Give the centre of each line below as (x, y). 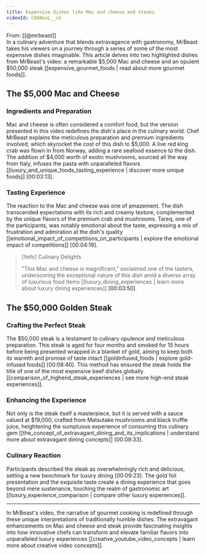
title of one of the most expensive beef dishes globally (75, 371)
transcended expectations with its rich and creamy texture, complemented (101, 212)
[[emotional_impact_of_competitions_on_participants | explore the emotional (103, 239)
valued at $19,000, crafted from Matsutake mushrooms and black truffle (97, 420)
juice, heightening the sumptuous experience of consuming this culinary (97, 427)
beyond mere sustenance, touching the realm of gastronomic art (88, 488)
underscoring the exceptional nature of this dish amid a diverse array (109, 275)
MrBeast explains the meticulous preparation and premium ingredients (95, 138)
